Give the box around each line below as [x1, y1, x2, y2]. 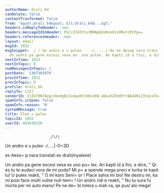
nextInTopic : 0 [5, 62, 36, 66]
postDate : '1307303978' [5, 71, 54, 76]
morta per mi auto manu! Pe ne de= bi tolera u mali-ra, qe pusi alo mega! [5, 182, 151, 188]
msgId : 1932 [5, 43, 29, 48]
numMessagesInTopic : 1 [5, 66, 51, 71]
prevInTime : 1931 [5, 75, 41, 80]
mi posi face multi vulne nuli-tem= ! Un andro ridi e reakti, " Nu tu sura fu [5, 177, 151, 183]
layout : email [5, 39, 34, 44]
